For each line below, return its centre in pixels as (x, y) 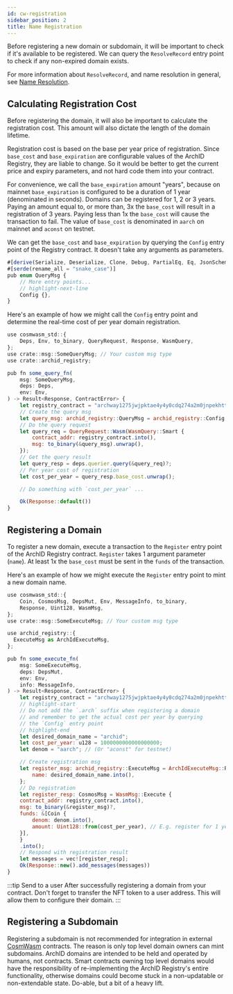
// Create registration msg (60, 762)
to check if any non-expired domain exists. (68, 61)
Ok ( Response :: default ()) (55, 502)
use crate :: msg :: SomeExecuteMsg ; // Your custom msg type (93, 621)
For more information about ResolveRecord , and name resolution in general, (114, 74)
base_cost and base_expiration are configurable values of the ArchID (106, 157)
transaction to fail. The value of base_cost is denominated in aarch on (106, 222)
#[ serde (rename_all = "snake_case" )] (62, 269)
